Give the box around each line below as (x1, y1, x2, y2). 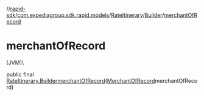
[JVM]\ (6, 59, 24, 66)
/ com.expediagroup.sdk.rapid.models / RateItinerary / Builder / (15, 11, 164, 19)
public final (6, 71, 35, 78)
